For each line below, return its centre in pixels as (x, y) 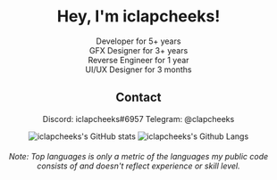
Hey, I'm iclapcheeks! (138, 16)
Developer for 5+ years (138, 41)
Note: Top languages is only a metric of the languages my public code (138, 157)
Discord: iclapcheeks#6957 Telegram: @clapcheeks (138, 119)
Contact (138, 98)
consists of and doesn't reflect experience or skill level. (138, 166)
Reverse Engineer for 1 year (138, 60)
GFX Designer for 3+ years (138, 50)
